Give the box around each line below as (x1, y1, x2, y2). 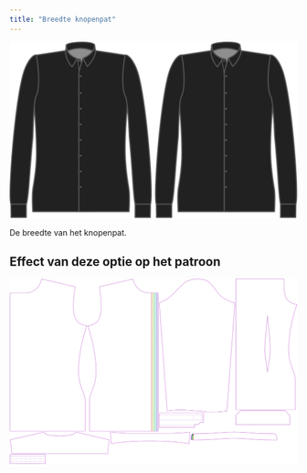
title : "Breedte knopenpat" (9, 15, 117, 24)
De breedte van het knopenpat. (9, 227, 127, 238)
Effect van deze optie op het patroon (9, 254, 221, 269)
